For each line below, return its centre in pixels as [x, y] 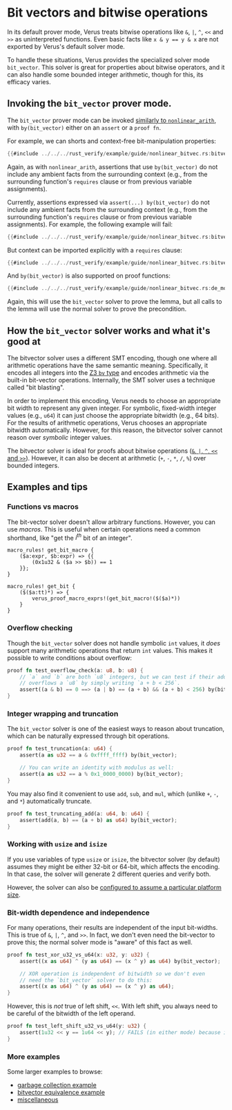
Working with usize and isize [57, 844]
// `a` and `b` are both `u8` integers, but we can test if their [117, 677]
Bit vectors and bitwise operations [108, 13]
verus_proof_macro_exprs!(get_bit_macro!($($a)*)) [106, 598]
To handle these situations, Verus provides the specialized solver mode [108, 59]
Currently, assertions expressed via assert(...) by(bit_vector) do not [108, 202]
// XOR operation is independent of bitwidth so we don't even [113, 974]
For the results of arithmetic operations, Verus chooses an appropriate [107, 423]
